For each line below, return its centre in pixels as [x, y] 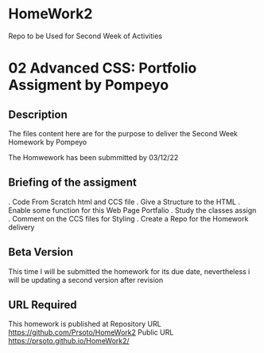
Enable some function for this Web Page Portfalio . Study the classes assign [132, 210]
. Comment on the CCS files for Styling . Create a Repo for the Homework [128, 218]
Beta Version [41, 252]
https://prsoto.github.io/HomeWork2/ [69, 341]
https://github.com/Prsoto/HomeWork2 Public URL [91, 332]
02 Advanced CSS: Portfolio [103, 68]
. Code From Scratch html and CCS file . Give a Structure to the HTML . [124, 202]
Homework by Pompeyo [48, 142]
